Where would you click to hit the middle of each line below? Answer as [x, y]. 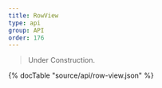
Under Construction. [61, 60]
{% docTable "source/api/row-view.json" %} [81, 75]
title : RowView [34, 15]
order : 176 [26, 38]
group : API [26, 30]
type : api [25, 23]
